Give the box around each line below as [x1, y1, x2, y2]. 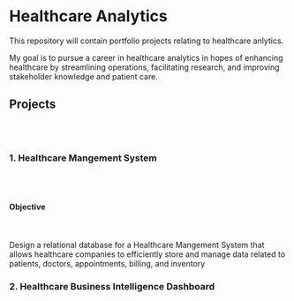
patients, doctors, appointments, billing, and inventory [9, 259, 206, 269]
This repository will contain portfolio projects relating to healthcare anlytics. [9, 35, 284, 46]
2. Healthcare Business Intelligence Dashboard [9, 281, 215, 293]
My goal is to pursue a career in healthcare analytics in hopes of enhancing [9, 52, 283, 63]
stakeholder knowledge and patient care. [9, 71, 159, 81]
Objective [9, 201, 46, 212]
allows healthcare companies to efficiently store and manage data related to [9, 249, 286, 260]
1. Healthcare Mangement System [9, 152, 157, 164]
